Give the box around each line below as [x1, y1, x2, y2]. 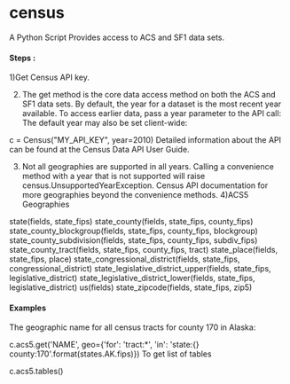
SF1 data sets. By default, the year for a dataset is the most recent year [21, 98, 282, 109]
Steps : [9, 52, 36, 63]
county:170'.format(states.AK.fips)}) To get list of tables [9, 349, 212, 359]
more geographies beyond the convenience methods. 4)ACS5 [21, 190, 249, 200]
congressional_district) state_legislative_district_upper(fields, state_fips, [9, 263, 272, 274]
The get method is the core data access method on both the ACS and [21, 90, 277, 100]
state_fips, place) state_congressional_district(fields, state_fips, [9, 254, 241, 264]
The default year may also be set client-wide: [21, 118, 188, 129]
